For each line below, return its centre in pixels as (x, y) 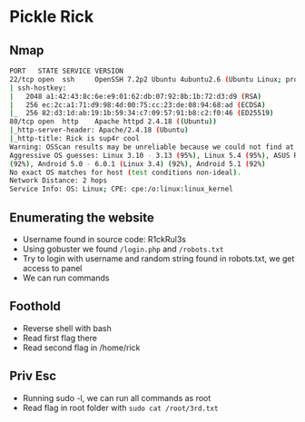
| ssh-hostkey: (38, 88)
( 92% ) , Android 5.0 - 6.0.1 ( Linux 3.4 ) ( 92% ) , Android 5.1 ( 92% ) (138, 164)
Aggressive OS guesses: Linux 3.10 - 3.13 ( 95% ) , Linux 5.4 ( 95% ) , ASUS (150, 155)
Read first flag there (60, 338)
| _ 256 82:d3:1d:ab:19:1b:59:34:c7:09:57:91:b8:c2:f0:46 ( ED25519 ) (142, 113)
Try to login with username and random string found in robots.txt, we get (158, 258)
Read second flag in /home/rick (81, 348)
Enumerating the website (82, 217)
